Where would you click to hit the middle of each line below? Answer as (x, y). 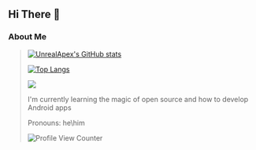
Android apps (50, 108)
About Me (28, 37)
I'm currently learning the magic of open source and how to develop (138, 99)
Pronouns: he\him (56, 123)
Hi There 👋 (34, 15)
